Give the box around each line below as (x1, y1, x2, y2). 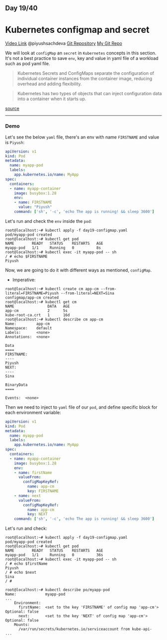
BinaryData (5, 382, 28, 387)
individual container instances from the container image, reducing (17, 76, 153, 82)
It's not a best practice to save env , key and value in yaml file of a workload (5, 55, 159, 61)
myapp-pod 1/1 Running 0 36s (5, 553, 103, 558)
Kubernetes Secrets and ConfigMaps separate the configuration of (17, 70, 154, 76)
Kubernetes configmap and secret (5, 24, 150, 35)
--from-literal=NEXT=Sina (60, 291, 114, 296)
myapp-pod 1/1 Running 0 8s (5, 245, 101, 250)
